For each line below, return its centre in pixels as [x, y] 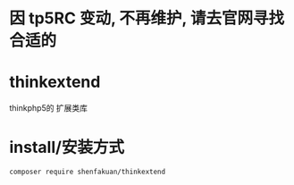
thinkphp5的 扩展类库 [48, 108]
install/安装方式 [67, 147]
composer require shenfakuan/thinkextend [88, 172]
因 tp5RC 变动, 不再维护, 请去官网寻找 [147, 18]
